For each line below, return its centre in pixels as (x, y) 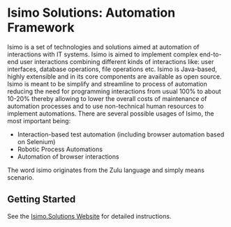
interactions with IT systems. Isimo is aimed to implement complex (103, 54)
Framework (41, 28)
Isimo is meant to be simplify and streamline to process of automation (107, 84)
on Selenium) (36, 141)
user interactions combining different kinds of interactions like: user (117, 61)
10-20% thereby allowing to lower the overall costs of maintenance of (107, 98)
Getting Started (42, 199)
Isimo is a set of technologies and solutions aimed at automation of (103, 47)
